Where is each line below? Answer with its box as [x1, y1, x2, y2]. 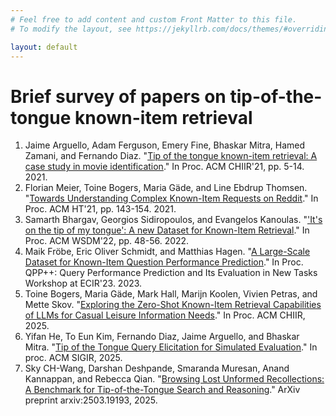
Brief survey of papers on [10, 85, 227, 108]
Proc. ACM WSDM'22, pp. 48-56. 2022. [24, 235, 190, 247]
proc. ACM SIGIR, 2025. [24, 352, 123, 364]
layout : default [10, 42, 78, 52]
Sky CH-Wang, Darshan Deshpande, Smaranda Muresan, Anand [24, 362, 290, 375]
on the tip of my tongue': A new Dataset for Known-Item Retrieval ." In [24, 224, 310, 236]
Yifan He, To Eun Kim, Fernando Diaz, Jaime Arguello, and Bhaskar [24, 331, 300, 343]
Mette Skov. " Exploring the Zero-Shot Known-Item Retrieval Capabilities [24, 299, 322, 311]
